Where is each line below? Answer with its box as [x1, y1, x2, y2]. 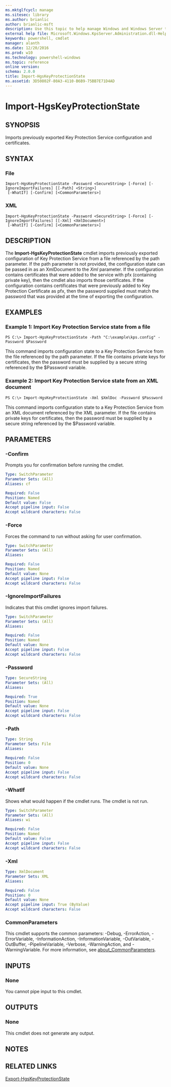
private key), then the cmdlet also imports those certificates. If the [5, 277, 144, 283]
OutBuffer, [5, 941, 27, 947]
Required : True [5, 694, 38, 699]
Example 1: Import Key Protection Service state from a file [5, 323, 151, 330]
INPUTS [5, 962, 31, 970]
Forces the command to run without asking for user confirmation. [5, 533, 142, 539]
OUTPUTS [5, 1003, 38, 1012]
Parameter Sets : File [5, 741, 51, 747]
